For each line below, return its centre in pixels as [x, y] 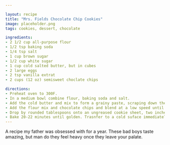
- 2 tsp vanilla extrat [30, 75]
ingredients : [19, 38]
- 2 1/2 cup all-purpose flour [38, 42]
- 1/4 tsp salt [21, 52]
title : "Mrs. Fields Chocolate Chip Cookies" [54, 19]
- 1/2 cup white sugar [29, 61]
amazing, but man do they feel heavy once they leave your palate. [74, 137]
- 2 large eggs [21, 70]
